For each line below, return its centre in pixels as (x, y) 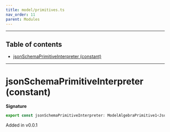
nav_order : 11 (21, 15)
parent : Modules (23, 19)
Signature (16, 106)
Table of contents (34, 44)
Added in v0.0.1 (22, 125)
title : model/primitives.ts (35, 10)
